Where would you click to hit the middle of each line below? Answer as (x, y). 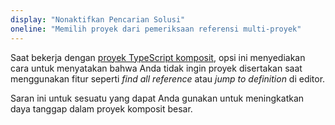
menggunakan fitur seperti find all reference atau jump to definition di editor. (168, 78)
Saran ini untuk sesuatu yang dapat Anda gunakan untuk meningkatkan (157, 98)
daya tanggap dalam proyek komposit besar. (101, 108)
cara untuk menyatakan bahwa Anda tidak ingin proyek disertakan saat (156, 68)
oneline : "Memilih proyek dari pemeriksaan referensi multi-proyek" (156, 29)
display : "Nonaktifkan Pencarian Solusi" (98, 19)
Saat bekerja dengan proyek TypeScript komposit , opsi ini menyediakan (158, 57)
